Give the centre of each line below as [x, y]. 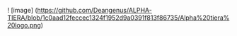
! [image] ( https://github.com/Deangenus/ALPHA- [80, 10]
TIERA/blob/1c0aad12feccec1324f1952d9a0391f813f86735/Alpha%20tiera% [118, 18]
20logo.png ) [25, 25]
